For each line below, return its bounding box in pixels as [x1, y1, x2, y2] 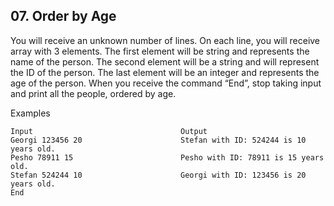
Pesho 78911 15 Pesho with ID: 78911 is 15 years [10, 152, 325, 163]
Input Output [10, 126, 208, 136]
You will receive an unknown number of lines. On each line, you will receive [10, 34, 321, 46]
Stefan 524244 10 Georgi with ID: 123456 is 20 [10, 170, 307, 180]
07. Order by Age [10, 8, 117, 25]
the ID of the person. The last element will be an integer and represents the [10, 66, 320, 78]
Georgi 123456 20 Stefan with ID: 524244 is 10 [10, 135, 307, 145]
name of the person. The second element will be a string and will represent [10, 55, 320, 68]
